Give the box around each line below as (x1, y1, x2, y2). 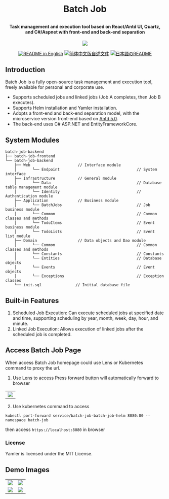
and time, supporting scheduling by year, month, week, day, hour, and (12, 315, 158, 321)
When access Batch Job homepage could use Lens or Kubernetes (5, 359, 143, 365)
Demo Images (5, 465, 50, 474)
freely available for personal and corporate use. (5, 84, 105, 90)
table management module (5, 185, 58, 190)
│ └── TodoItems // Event (14, 220, 155, 225)
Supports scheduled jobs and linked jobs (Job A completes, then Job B (12, 94, 161, 100)
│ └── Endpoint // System (14, 167, 157, 172)
